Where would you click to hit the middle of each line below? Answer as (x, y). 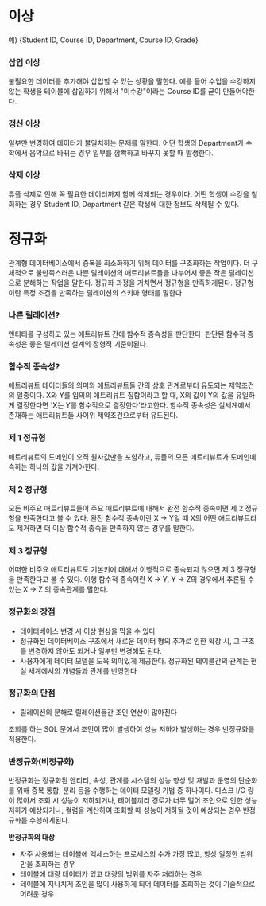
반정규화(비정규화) (41, 761)
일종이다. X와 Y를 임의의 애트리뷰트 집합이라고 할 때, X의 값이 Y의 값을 (125, 396)
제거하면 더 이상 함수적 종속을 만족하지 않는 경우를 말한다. (105, 528)
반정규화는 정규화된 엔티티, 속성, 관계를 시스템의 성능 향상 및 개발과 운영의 (122, 780)
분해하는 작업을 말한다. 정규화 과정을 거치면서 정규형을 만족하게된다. (127, 283)
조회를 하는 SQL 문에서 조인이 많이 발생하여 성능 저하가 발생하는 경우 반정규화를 (131, 728)
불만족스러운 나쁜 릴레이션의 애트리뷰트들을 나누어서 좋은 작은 (131, 272)
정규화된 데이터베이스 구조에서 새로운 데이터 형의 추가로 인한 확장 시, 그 (130, 641)
